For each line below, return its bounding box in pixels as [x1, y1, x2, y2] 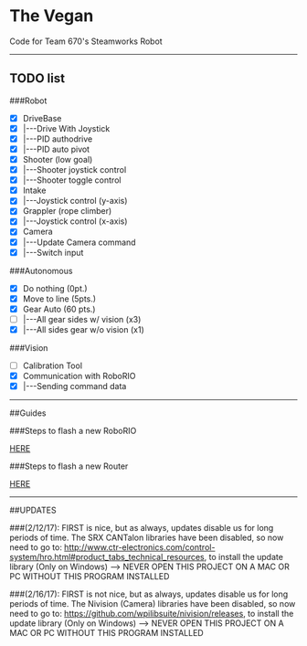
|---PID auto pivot [22, 143, 90, 154]
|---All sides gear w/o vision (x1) [22, 323, 144, 334]
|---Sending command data [22, 381, 127, 392]
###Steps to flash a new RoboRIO [9, 426, 137, 437]
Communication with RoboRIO [22, 371, 136, 381]
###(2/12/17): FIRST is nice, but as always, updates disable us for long [9, 523, 274, 534]
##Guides [9, 408, 47, 418]
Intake [22, 185, 47, 196]
